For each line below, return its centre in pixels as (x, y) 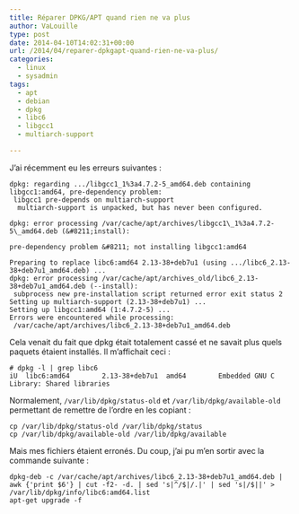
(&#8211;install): (96, 231)
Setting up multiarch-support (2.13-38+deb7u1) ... (108, 301)
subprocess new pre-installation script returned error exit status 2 (148, 294)
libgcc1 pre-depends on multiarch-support (94, 200)
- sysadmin (38, 76)
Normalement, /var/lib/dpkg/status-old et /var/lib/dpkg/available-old (145, 400)
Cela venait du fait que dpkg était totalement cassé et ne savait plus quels (146, 342)
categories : (31, 59)
